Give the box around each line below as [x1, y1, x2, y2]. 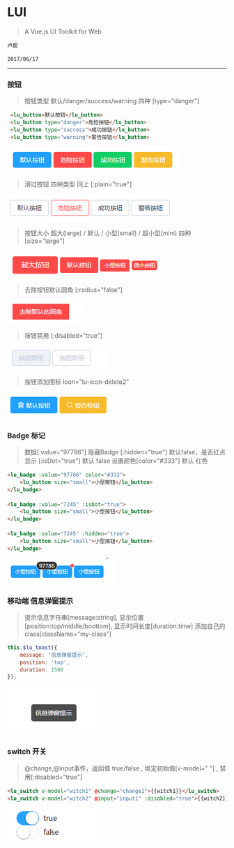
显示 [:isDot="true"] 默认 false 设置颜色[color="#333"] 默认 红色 [24, 456, 208, 465]
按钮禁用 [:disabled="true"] [24, 331, 103, 339]
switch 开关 [7, 747, 47, 757]
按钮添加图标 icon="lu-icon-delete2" [24, 378, 130, 386]
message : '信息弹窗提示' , [19, 651, 88, 658]
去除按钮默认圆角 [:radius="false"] [24, 285, 123, 294]
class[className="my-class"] [24, 630, 111, 638]
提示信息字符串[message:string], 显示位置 [24, 613, 144, 621]
